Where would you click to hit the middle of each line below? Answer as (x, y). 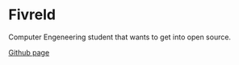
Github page (29, 52)
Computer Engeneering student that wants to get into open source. (120, 37)
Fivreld (32, 15)
